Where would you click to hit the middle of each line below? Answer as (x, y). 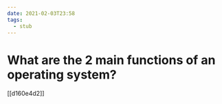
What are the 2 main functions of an (111, 60)
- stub (23, 26)
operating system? (62, 74)
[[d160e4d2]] (26, 94)
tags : (15, 20)
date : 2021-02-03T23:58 (41, 13)
